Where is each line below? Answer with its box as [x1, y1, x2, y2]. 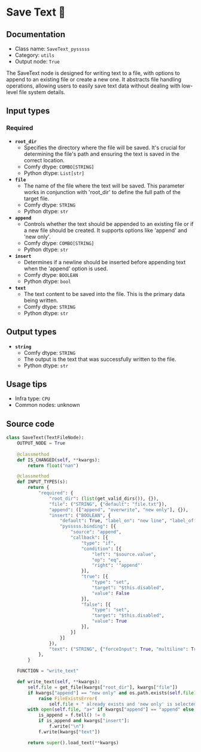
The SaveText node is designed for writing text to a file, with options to [6, 70, 181, 77]
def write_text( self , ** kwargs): [17, 679, 100, 685]
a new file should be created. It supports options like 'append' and [23, 226, 187, 234]
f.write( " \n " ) [48, 723, 84, 729]
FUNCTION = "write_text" [17, 668, 79, 674]
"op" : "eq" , [92, 557, 121, 563]
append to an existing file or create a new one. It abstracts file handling [6, 76, 181, 83]
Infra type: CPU [14, 395, 50, 402]
